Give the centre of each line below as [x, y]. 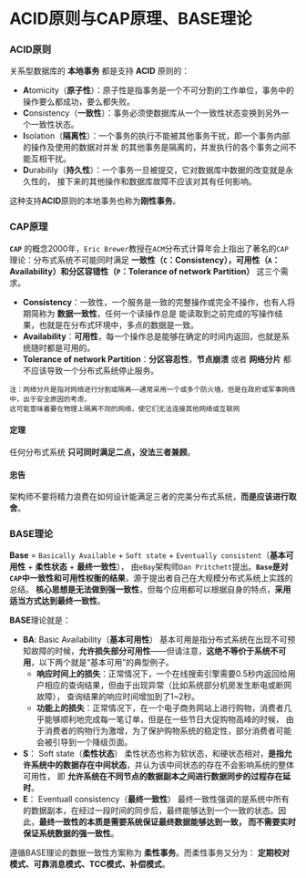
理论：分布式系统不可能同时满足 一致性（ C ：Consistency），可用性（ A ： [145, 260]
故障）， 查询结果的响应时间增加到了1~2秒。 [118, 697]
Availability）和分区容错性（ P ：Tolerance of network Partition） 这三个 [145, 271]
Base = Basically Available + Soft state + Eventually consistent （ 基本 [148, 555]
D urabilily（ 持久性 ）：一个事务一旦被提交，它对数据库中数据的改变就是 [154, 170]
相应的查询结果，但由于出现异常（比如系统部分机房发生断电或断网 [168, 686]
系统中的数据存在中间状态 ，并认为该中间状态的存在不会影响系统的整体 [162, 765]
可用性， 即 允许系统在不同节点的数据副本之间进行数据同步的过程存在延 [157, 777]
